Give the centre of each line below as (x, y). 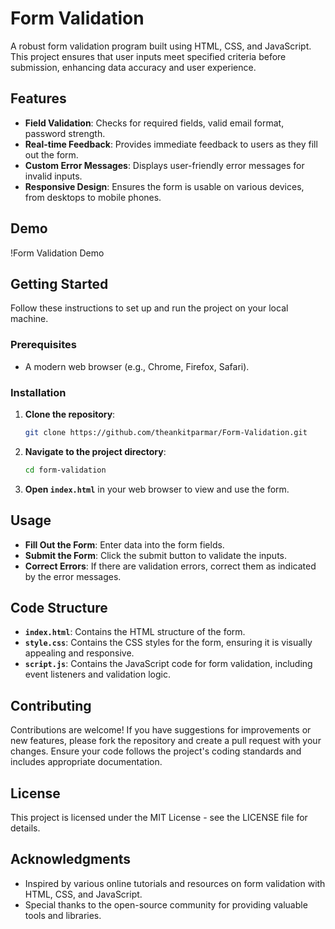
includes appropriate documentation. (86, 762)
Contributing (51, 705)
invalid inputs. (53, 176)
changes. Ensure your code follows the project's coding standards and (156, 751)
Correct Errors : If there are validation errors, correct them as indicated (170, 566)
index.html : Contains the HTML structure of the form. (135, 632)
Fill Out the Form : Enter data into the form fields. (124, 544)
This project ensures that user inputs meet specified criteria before (148, 56)
